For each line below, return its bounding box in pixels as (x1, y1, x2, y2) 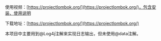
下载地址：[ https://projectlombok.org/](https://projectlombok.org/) (5, 21, 139, 26)
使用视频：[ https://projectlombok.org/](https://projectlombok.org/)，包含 (5, 4, 152, 10)
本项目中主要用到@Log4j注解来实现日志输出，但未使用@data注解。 (5, 31, 141, 36)
